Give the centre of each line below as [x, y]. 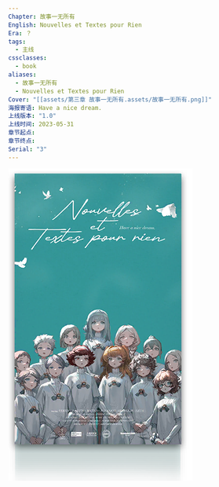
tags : [17, 42]
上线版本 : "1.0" [32, 116]
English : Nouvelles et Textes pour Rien [75, 25]
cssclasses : [27, 58]
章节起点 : [22, 133]
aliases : [22, 75]
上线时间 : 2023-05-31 [41, 124]
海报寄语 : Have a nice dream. [55, 108]
